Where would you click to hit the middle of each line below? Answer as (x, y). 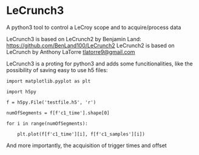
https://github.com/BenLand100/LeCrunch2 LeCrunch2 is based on (90, 45)
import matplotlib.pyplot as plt (49, 81)
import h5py (21, 91)
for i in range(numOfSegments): (47, 124)
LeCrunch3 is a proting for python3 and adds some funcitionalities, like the (99, 64)
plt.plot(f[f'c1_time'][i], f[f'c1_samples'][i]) (81, 134)
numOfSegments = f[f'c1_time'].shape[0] (58, 113)
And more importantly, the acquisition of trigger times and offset (86, 145)
